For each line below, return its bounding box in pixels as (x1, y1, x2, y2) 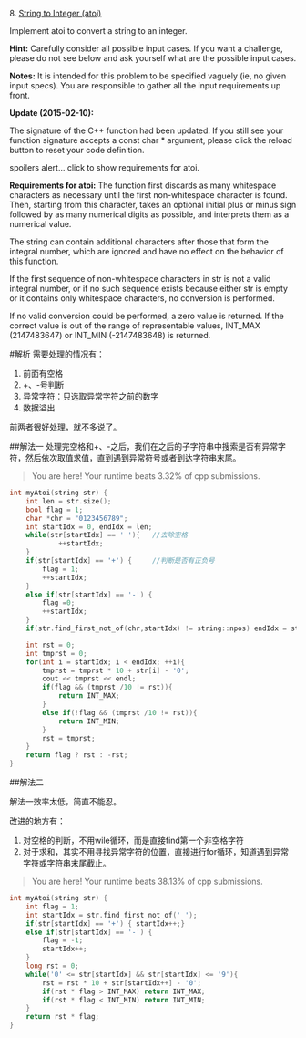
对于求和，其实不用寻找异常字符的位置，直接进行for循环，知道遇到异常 (22, 846, 290, 856)
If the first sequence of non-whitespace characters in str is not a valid (9, 274, 271, 284)
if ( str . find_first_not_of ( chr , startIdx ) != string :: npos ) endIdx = (25, 624, 287, 633)
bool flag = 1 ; (25, 505, 84, 514)
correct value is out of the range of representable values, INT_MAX (9, 320, 261, 331)
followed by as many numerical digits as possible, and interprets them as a (9, 209, 290, 220)
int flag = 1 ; (25, 902, 79, 911)
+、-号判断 (22, 379, 65, 390)
